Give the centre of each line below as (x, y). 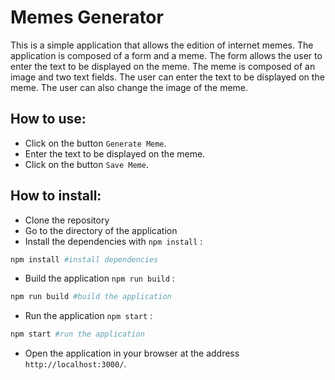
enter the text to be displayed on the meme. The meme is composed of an (163, 66)
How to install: (56, 196)
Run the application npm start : (88, 316)
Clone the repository (67, 220)
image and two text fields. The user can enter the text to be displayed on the (167, 77)
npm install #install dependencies (84, 259)
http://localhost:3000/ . (75, 364)
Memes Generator (87, 17)
